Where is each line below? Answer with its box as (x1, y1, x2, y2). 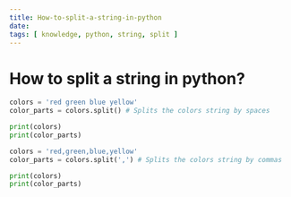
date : (9, 21, 30, 30)
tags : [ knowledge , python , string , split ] (9, 30, 178, 39)
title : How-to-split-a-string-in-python (9, 13, 163, 22)
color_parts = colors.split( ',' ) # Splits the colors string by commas (9, 155, 282, 164)
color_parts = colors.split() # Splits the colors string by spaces (9, 107, 270, 116)
